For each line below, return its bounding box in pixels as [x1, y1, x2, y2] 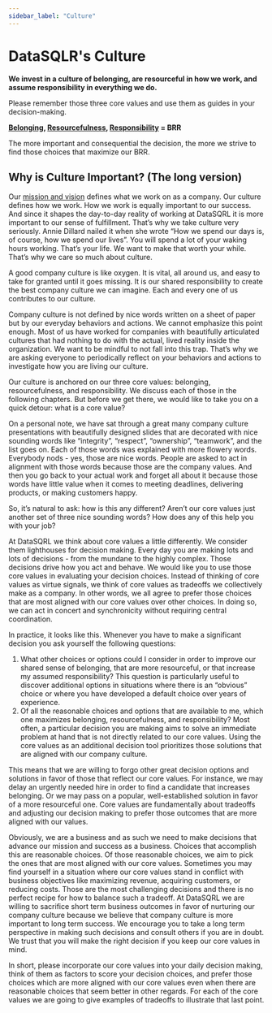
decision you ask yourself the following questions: [8, 639, 176, 648]
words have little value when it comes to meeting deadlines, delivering [8, 479, 244, 489]
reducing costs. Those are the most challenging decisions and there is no [8, 885, 254, 894]
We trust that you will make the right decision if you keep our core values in [8, 936, 261, 946]
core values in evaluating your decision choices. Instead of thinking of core [8, 571, 260, 581]
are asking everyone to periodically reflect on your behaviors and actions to [8, 353, 261, 362]
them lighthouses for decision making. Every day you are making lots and [8, 545, 254, 555]
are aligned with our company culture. [19, 749, 148, 760]
